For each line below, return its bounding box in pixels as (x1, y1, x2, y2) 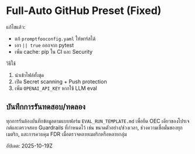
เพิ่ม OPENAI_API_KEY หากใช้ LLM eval (14, 85, 98, 92)
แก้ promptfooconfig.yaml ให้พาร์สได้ (14, 35, 95, 42)
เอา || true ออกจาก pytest (14, 41, 74, 48)
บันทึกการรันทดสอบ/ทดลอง (6, 102, 86, 112)
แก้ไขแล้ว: (6, 23, 26, 30)
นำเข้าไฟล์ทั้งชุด (14, 71, 44, 78)
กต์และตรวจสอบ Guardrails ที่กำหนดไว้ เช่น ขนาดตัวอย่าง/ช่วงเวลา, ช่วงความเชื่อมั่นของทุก (6, 124, 183, 131)
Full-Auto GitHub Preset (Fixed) (6, 4, 162, 17)
